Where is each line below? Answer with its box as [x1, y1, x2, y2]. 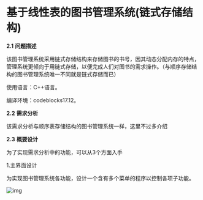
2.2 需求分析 [6, 109, 39, 117]
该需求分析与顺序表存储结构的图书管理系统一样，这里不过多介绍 [6, 122, 167, 130]
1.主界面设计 [6, 161, 37, 169]
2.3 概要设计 [6, 135, 39, 143]
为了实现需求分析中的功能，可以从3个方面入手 [6, 148, 123, 156]
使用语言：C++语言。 [6, 83, 61, 91]
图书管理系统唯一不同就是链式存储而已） [17, 70, 120, 78]
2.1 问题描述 [6, 42, 37, 50]
